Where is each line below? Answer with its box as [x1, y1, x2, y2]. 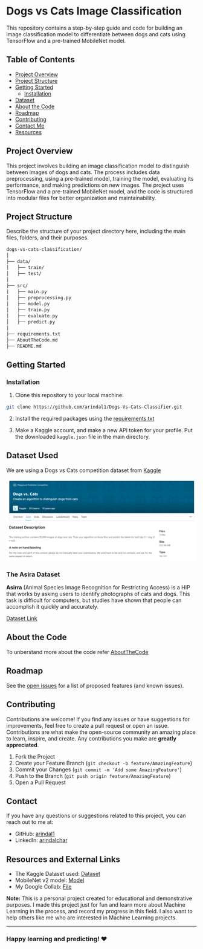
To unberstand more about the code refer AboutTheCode [6, 648, 149, 655]
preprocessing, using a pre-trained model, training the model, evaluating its [6, 175, 194, 182]
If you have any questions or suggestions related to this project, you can [6, 812, 186, 820]
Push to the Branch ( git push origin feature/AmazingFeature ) [14, 772, 171, 779]
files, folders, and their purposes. [6, 234, 89, 241]
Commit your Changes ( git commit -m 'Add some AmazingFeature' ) [14, 766, 182, 773]
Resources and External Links [6, 854, 121, 864]
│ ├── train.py [6, 307, 50, 313]
